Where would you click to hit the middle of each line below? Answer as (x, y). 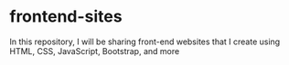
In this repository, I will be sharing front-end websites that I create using (145, 42)
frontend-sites (66, 17)
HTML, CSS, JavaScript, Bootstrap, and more (95, 51)
